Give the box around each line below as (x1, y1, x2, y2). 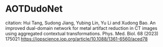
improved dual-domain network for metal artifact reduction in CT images (5, 25, 158, 31)
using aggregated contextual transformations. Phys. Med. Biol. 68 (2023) (5, 30, 159, 36)
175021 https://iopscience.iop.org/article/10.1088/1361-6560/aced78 (5, 36, 148, 42)
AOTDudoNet (5, 3, 63, 15)
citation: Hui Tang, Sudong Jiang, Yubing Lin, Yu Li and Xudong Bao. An (5, 20, 156, 26)
